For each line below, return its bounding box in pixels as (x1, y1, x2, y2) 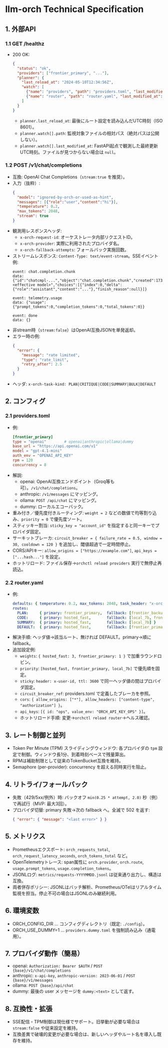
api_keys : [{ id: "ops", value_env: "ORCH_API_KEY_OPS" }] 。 (19, 709, 148, 715)
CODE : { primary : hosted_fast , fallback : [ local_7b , (17, 615, 151, 620)
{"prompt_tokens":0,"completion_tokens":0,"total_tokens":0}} (12, 304, 145, 309)
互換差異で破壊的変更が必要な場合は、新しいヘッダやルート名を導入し (12, 1031, 157, 1037)
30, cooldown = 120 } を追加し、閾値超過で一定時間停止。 (12, 541, 133, 547)
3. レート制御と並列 (5, 731, 66, 739)
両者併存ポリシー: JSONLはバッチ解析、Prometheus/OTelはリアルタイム (12, 884, 161, 890)
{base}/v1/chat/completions (12, 968, 71, 973)
